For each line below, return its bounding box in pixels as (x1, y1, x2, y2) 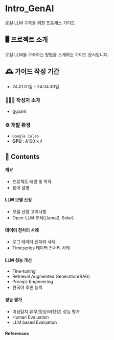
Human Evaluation (12, 314, 49, 320)
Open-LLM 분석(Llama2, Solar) (12, 214, 74, 221)
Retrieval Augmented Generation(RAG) (12, 273, 91, 280)
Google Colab (12, 134, 39, 139)
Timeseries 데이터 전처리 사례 (12, 245, 70, 251)
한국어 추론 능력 (12, 285, 43, 290)
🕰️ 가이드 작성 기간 (5, 67, 60, 76)
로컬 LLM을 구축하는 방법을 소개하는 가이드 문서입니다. (5, 52, 109, 57)
